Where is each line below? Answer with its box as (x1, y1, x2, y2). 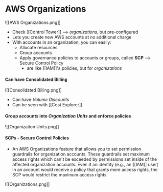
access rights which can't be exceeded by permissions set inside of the (12, 156, 157, 162)
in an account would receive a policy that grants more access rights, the (12, 167, 158, 173)
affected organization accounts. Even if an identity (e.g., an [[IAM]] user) (12, 161, 159, 167)
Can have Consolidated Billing (5, 77, 68, 82)
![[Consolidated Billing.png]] (5, 87, 62, 93)
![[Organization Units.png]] (5, 124, 59, 130)
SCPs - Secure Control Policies (5, 135, 70, 141)
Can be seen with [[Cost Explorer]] (12, 102, 83, 108)
